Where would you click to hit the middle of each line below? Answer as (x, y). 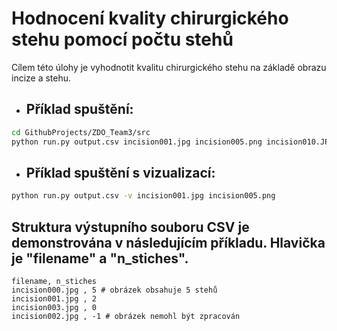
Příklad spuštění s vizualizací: (120, 172)
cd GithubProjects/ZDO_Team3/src (81, 132)
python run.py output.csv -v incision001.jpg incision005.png (143, 196)
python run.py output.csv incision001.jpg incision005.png (137, 142)
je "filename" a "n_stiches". (100, 258)
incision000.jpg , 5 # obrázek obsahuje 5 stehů (114, 290)
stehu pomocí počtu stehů (122, 39)
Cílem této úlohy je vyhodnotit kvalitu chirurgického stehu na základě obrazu (169, 67)
